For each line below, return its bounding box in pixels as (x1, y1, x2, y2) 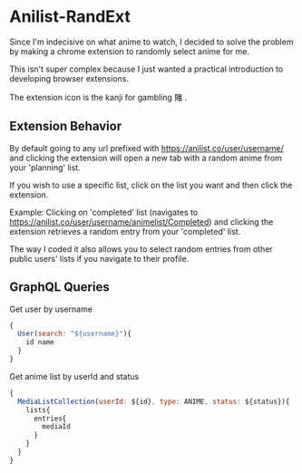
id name (25, 338, 54, 347)
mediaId (42, 422, 71, 431)
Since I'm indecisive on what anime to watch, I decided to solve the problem (9, 36, 294, 47)
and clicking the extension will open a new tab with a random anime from (9, 152, 283, 163)
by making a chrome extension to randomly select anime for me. (9, 45, 250, 56)
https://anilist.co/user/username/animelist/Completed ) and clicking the (9, 216, 274, 227)
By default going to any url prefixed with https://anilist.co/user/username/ (9, 142, 284, 153)
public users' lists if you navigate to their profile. (9, 253, 190, 264)
